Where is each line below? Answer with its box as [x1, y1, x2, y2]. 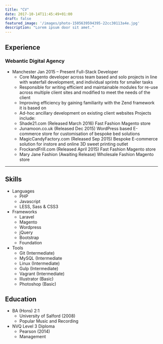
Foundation [19, 240, 42, 245]
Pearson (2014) [19, 328, 50, 334]
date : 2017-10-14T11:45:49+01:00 [5, 12, 73, 17]
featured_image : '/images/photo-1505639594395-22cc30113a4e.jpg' [5, 20, 140, 26]
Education [5, 295, 37, 304]
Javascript [19, 198, 41, 204]
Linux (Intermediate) [19, 260, 60, 266]
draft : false [5, 16, 32, 21]
